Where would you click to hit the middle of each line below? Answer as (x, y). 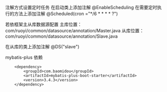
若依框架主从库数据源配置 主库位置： (44, 24)
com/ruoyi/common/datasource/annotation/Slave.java (61, 36)
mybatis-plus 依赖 (24, 57)
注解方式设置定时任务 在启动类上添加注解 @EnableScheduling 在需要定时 (81, 7)
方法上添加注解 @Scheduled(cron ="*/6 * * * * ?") (66, 14)
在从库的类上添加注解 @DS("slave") (42, 47)
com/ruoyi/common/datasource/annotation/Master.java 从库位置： (75, 31)
